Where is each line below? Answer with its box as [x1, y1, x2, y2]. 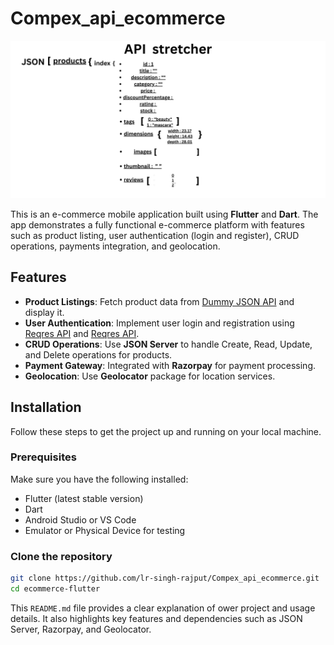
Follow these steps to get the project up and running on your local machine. [10, 425, 322, 437]
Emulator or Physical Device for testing [24, 524, 186, 536]
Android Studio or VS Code [24, 513, 137, 526]
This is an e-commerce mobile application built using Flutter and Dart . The [10, 208, 319, 220]
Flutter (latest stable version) [24, 492, 144, 504]
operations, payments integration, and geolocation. [10, 240, 221, 252]
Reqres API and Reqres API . [24, 327, 140, 339]
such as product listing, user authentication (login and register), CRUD [10, 229, 300, 241]
